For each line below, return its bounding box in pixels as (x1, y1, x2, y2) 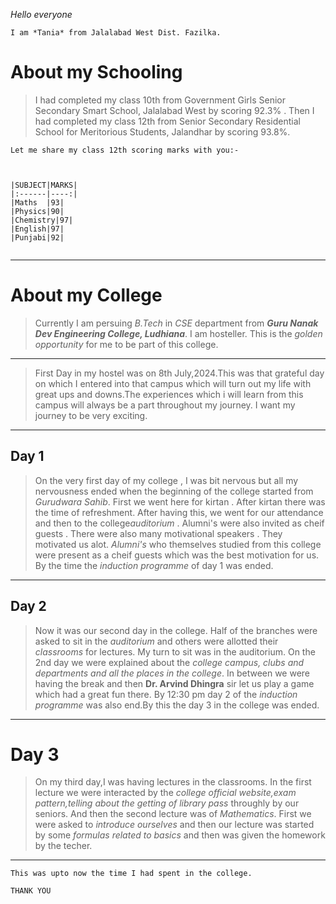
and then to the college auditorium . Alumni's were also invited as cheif (34, 517, 325, 529)
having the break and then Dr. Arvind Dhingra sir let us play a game (34, 677, 315, 689)
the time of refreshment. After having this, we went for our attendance (34, 506, 324, 518)
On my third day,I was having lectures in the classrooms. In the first (34, 776, 312, 788)
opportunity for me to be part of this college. (34, 338, 219, 350)
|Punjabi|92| (10, 232, 65, 243)
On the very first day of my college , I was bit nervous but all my (34, 474, 299, 486)
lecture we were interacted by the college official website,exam (34, 787, 297, 799)
